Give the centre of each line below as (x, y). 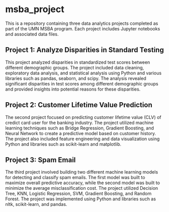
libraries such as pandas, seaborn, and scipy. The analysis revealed (76, 78)
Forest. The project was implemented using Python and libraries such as (80, 199)
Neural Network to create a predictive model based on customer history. (81, 133)
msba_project (35, 9)
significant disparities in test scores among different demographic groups (82, 83)
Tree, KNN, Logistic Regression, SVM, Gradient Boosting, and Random (78, 194)
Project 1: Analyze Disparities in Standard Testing (85, 50)
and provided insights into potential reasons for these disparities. (73, 89)
